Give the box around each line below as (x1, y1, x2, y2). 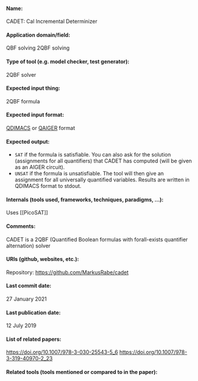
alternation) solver (6, 242, 51, 249)
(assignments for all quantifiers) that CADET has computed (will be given (14, 157, 192, 165)
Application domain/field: (6, 31, 71, 38)
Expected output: (6, 138, 50, 145)
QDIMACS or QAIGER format (6, 125, 75, 132)
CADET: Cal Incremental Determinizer (6, 18, 98, 25)
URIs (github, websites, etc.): (6, 256, 79, 263)
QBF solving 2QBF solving (6, 44, 70, 51)
